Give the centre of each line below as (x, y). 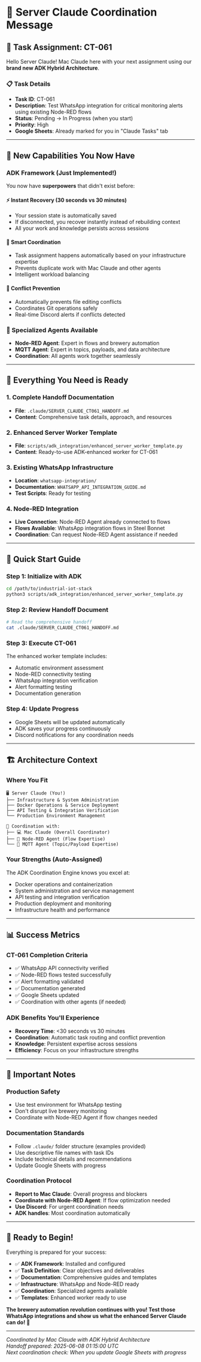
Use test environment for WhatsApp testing (68, 1105)
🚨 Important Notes (41, 1074)
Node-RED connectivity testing (53, 674)
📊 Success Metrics (43, 935)
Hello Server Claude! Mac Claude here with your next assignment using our (99, 62)
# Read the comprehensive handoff (49, 622)
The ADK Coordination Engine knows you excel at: (68, 873)
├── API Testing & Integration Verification (63, 811)
